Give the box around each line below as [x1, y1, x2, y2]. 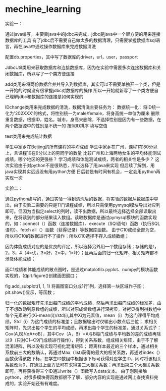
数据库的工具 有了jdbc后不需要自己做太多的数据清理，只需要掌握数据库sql [5, 37, 156, 43]
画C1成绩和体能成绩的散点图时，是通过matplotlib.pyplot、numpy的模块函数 [5, 266, 159, 272]
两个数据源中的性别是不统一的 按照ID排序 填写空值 [5, 122, 108, 128]
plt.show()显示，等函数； [5, 289, 56, 295]
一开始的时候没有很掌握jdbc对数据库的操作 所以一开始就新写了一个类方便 [5, 87, 155, 93]
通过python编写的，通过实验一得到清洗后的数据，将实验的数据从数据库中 [5, 196, 154, 202]
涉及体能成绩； [5, 256, 36, 262]
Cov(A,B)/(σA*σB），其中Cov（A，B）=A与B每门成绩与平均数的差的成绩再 [5, 331, 157, 336]
